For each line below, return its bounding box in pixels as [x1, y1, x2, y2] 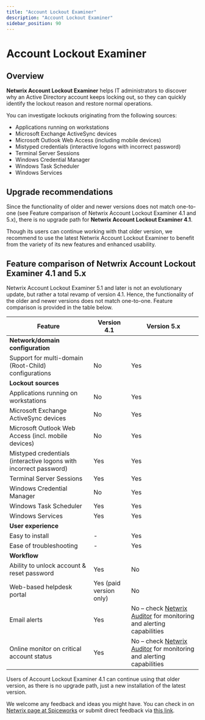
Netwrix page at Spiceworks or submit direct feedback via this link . [6, 707, 175, 714]
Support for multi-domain [9, 354, 84, 362]
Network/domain [9, 336, 60, 344]
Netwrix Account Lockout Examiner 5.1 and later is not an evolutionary [6, 285, 182, 291]
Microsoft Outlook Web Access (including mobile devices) [15, 137, 162, 144]
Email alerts [9, 616, 43, 624]
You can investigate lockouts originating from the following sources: [6, 112, 177, 119]
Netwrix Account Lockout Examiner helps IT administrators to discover [6, 87, 187, 95]
